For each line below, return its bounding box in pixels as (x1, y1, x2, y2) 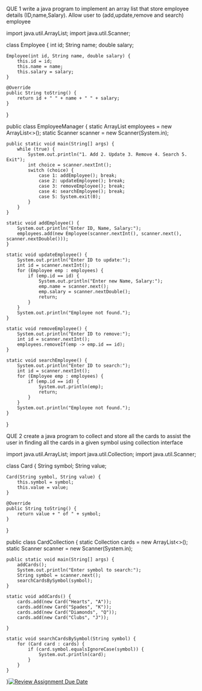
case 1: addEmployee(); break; (38, 173, 118, 179)
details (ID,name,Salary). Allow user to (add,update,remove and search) (6, 11, 184, 19)
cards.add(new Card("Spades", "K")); (17, 604, 112, 610)
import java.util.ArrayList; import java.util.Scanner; (6, 30, 131, 37)
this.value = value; (17, 485, 69, 491)
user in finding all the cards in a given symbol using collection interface (6, 439, 183, 446)
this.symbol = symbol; (17, 479, 74, 485)
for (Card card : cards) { (17, 641, 85, 647)
